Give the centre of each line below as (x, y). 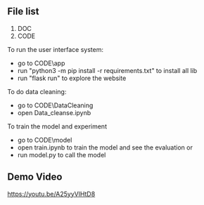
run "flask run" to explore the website (72, 78)
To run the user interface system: (56, 49)
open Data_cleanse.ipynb (54, 112)
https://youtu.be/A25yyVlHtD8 (51, 194)
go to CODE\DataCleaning (55, 105)
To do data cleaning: (37, 91)
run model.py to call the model (62, 154)
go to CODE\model (45, 140)
